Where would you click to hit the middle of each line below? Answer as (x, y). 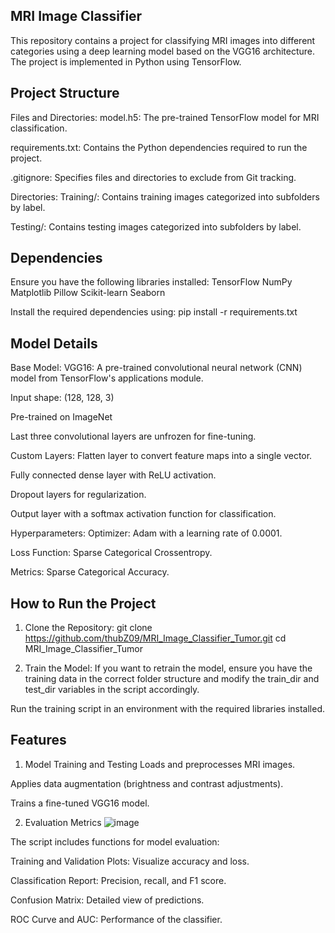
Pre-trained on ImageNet (61, 417)
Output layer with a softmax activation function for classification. (143, 514)
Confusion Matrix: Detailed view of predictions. (107, 900)
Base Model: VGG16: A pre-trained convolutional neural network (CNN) (156, 368)
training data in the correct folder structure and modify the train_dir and (172, 679)
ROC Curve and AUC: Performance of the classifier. (116, 919)
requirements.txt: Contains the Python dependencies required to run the (159, 147)
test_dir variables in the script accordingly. (112, 690)
